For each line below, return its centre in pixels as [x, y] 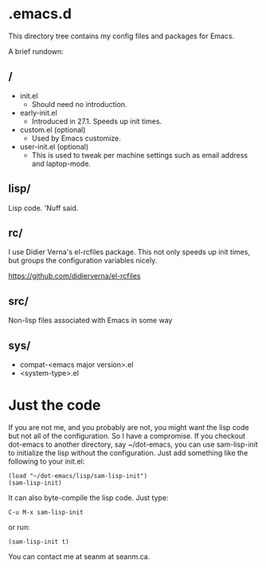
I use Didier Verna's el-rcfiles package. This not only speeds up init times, [129, 252]
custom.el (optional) [53, 129]
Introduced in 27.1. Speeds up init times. [96, 121]
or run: [19, 527]
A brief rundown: [36, 51]
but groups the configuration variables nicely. [83, 261]
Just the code [55, 406]
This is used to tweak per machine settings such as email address [140, 155]
